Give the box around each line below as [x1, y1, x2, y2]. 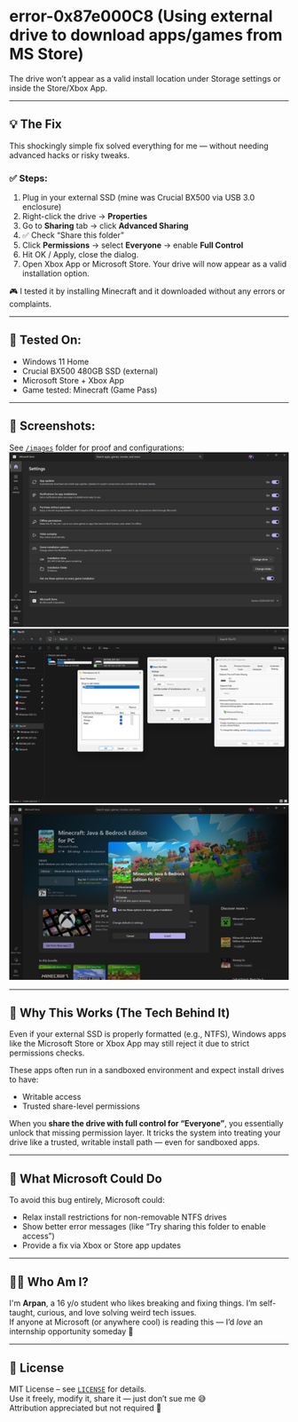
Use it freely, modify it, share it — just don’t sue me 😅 [9, 1393, 207, 1403]
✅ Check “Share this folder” [21, 230, 124, 241]
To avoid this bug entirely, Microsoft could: [9, 1195, 166, 1205]
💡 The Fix [9, 117, 62, 132]
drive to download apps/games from [9, 25, 283, 45]
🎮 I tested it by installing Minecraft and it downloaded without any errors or [9, 286, 286, 296]
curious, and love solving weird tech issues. [36, 1307, 197, 1318]
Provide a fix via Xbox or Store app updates [21, 1240, 182, 1251]
